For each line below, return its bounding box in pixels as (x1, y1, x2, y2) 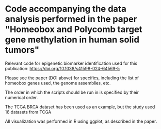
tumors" (5, 44, 40, 56)
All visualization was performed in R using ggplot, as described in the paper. (5, 118, 157, 124)
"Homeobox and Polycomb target (5, 24, 143, 35)
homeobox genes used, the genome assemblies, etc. (5, 80, 111, 86)
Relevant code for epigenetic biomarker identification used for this (5, 60, 137, 66)
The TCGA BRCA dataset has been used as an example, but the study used (5, 104, 155, 110)
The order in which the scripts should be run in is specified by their (5, 89, 139, 95)
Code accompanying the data (5, 3, 127, 14)
